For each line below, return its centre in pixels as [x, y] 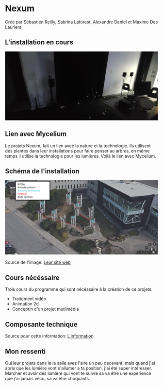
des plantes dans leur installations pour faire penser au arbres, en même [77, 151]
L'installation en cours [39, 42]
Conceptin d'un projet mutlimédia [45, 309]
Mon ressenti [25, 351]
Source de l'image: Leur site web [38, 262]
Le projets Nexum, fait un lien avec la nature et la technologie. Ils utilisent [78, 146]
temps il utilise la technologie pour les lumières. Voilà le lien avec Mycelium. [81, 156]
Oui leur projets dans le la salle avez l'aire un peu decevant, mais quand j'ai [80, 363]
